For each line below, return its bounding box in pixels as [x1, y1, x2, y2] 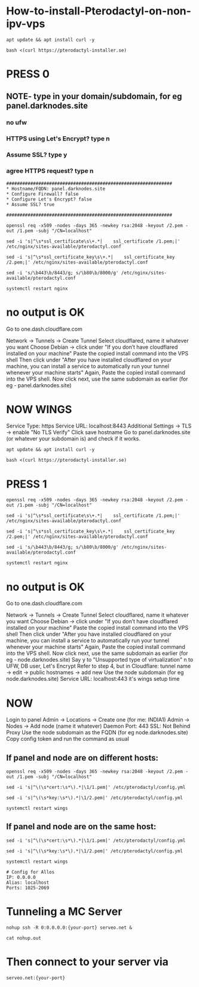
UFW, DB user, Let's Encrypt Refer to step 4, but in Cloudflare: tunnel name [6, 662, 191, 670]
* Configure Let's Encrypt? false [6, 196, 93, 202]
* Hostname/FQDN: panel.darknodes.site [6, 186, 106, 192]
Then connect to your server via [6, 955, 169, 969]
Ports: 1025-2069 [6, 884, 50, 891]
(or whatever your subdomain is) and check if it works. [6, 435, 140, 442]
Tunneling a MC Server [6, 905, 123, 919]
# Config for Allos [6, 869, 55, 875]
